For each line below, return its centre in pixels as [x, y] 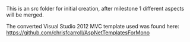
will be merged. [25, 15]
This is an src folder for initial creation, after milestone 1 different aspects [95, 9]
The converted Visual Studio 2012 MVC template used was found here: [93, 26]
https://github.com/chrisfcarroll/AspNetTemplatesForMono [78, 33]
